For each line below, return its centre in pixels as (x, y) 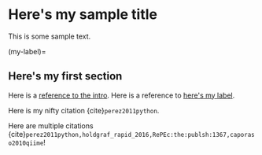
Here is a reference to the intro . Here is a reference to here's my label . (122, 95)
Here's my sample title (83, 15)
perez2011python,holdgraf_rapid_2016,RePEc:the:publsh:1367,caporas (140, 135)
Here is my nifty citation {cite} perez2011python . (84, 110)
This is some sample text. (50, 36)
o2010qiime (26, 143)
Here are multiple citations (51, 125)
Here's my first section (65, 76)
